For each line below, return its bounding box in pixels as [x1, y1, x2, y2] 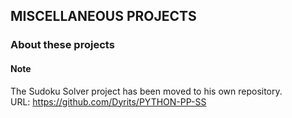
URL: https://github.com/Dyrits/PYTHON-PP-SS [10, 95, 207, 108]
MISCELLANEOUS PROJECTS [10, 8, 197, 25]
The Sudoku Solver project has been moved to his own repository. [10, 85, 283, 97]
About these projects [10, 38, 115, 52]
